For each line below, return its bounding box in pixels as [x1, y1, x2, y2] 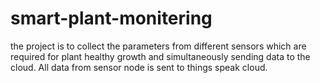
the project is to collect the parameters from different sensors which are [10, 40, 307, 52]
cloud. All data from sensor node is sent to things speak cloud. [10, 61, 268, 73]
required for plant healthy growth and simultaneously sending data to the [10, 50, 311, 62]
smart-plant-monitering [10, 7, 213, 30]
